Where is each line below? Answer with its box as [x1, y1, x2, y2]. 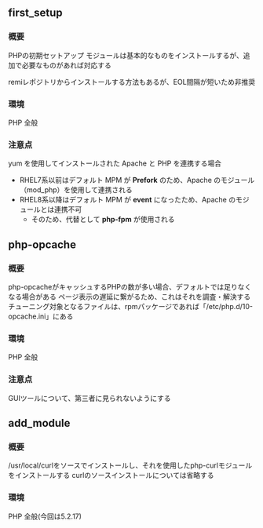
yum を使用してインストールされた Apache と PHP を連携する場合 [8, 158, 222, 168]
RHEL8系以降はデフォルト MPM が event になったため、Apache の [19, 195, 236, 205]
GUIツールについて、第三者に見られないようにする [8, 393, 171, 402]
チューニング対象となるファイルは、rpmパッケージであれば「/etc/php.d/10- [8, 301, 254, 311]
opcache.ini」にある [8, 311, 74, 321]
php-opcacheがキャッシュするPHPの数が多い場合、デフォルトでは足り [8, 282, 238, 291]
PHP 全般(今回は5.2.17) [8, 512, 82, 521]
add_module [8, 416, 71, 430]
